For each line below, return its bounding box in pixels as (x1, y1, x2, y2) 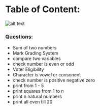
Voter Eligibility (12, 66, 44, 72)
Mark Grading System (12, 50, 58, 57)
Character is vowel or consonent (12, 72, 81, 78)
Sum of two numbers (12, 45, 57, 51)
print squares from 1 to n (12, 88, 64, 94)
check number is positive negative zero (12, 77, 95, 84)
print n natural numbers (12, 93, 62, 100)
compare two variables (12, 56, 61, 62)
